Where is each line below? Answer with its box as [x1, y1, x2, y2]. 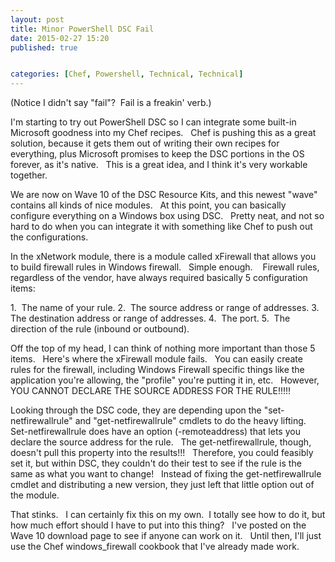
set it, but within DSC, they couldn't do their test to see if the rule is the [10, 457, 302, 470]
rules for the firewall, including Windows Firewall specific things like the [10, 364, 305, 376]
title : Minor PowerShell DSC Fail [10, 24, 155, 34]
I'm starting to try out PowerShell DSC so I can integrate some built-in [10, 116, 297, 128]
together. [10, 169, 48, 181]
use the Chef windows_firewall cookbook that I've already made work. [10, 541, 300, 553]
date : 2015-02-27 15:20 [10, 33, 110, 43]
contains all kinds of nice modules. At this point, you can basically [10, 199, 287, 211]
